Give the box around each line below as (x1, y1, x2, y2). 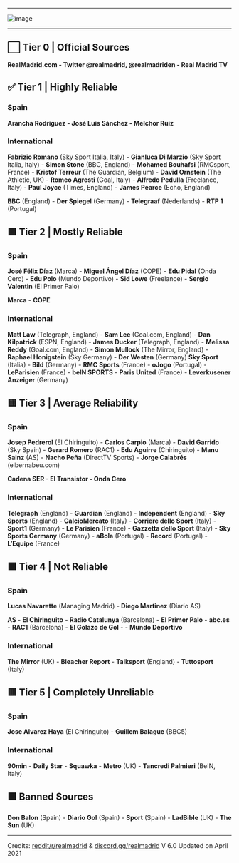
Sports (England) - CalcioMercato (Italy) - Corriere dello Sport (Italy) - (7, 516, 217, 525)
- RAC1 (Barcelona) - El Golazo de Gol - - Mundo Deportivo (7, 623, 183, 632)
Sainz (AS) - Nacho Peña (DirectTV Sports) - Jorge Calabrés (7, 454, 187, 462)
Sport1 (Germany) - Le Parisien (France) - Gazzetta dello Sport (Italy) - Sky (7, 524, 231, 532)
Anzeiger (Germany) (7, 375, 69, 384)
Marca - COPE (7, 296, 51, 305)
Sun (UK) (7, 821, 35, 829)
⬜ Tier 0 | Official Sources (7, 41, 130, 53)
